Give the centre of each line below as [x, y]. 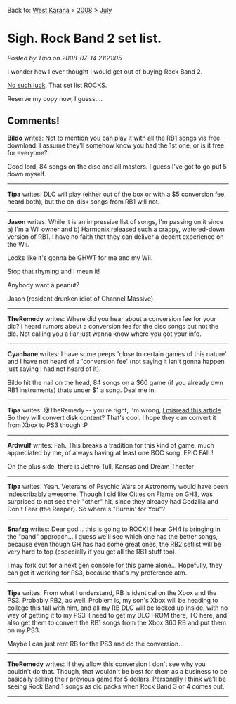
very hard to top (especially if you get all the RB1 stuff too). [92, 552]
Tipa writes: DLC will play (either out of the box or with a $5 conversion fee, [117, 194]
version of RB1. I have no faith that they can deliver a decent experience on [116, 236]
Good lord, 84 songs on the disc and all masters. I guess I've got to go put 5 [117, 166]
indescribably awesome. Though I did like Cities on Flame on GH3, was [110, 494]
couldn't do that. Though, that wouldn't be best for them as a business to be [117, 671]
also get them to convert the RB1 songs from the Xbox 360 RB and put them [117, 622]
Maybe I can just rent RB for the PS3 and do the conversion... [96, 644]
